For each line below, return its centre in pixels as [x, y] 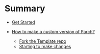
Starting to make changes [45, 46]
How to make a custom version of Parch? [53, 31]
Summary [25, 9]
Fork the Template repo [43, 41]
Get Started [23, 22]
